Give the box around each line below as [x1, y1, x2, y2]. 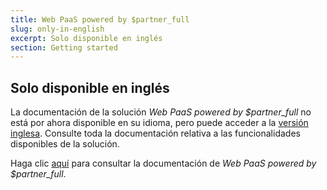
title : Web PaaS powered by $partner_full [10, 14, 190, 25]
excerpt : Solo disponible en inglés [10, 33, 163, 43]
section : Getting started [10, 42, 118, 53]
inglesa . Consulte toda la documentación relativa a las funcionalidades [10, 127, 301, 140]
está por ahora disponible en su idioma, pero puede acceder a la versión [10, 117, 309, 129]
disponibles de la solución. [10, 138, 120, 150]
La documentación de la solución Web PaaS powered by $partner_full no [10, 106, 312, 118]
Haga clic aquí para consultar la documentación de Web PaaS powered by [10, 157, 317, 170]
